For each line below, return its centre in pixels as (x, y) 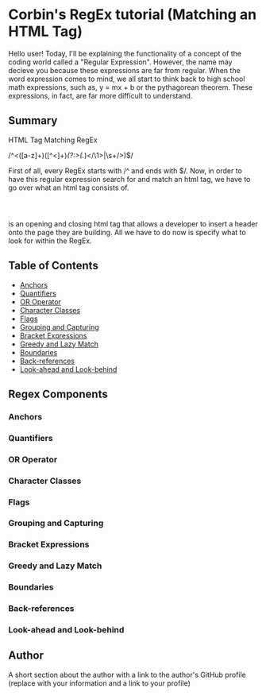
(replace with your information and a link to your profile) (99, 683)
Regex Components (58, 394)
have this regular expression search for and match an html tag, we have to (129, 179)
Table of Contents (54, 266)
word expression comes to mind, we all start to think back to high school (127, 79)
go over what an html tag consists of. (69, 188)
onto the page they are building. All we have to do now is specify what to (127, 232)
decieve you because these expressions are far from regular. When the (124, 70)
